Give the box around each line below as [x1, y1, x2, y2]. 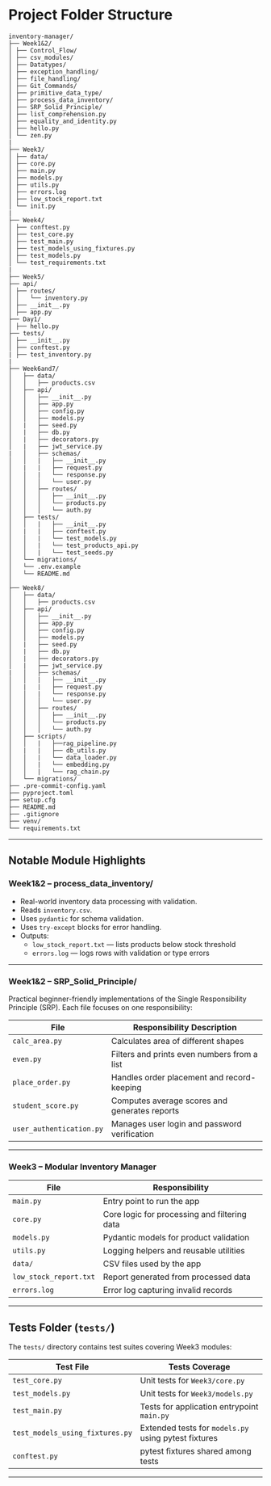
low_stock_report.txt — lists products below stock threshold [31, 939, 236, 949]
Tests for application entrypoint [140, 1401, 259, 1412]
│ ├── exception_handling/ [8, 67, 99, 76]
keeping [111, 1081, 143, 1092]
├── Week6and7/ [8, 364, 60, 373]
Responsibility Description [132, 1021, 237, 1033]
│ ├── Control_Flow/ [8, 46, 78, 54]
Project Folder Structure [8, 6, 173, 24]
